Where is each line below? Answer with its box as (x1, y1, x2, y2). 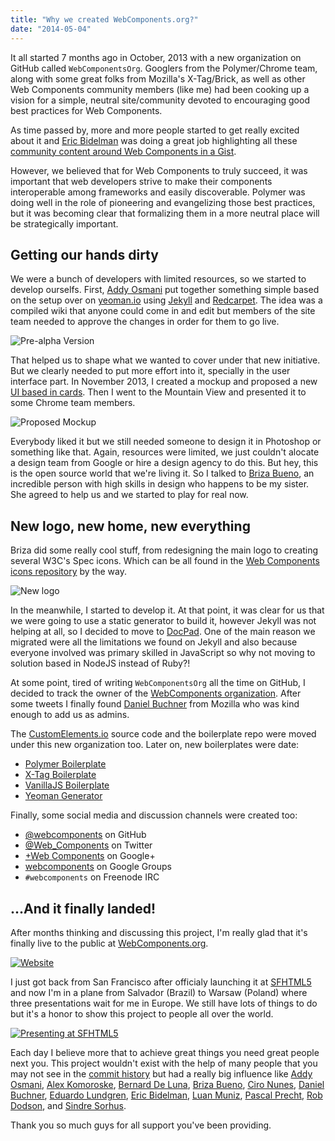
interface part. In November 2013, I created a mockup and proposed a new (10, 376, 318, 388)
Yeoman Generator (24, 790, 103, 802)
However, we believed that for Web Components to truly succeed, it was (10, 164, 308, 176)
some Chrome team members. (10, 397, 136, 409)
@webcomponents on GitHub (24, 829, 147, 841)
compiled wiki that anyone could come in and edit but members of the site (10, 305, 316, 317)
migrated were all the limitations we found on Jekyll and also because (10, 636, 298, 648)
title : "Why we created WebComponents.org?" (10, 14, 199, 25)
